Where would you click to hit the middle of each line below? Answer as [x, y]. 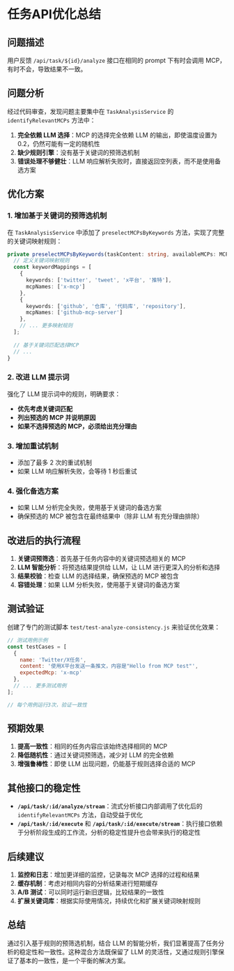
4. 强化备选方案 [33, 491]
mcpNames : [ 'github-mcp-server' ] [74, 313]
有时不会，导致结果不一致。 [47, 69]
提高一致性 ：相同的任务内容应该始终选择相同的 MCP [92, 746]
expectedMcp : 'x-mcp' [51, 673]
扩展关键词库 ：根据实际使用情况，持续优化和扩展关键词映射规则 [109, 901]
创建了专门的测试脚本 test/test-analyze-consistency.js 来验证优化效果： [114, 627]
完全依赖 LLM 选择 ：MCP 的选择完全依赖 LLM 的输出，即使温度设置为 [117, 135]
